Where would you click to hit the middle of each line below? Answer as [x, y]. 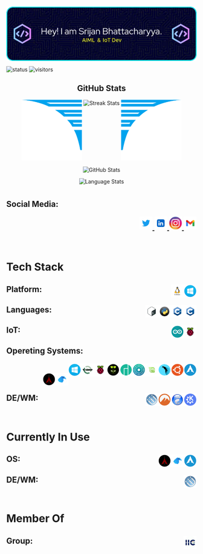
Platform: [24, 289]
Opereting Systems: [45, 351]
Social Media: [32, 204]
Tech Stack [35, 267]
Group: [20, 541]
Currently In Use [48, 437]
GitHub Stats [101, 88]
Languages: [29, 309]
